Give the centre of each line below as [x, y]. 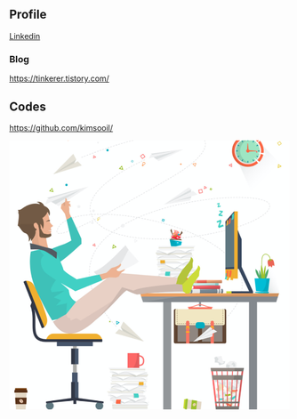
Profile [28, 15]
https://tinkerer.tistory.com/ [59, 78]
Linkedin [25, 36]
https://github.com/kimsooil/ [61, 127]
